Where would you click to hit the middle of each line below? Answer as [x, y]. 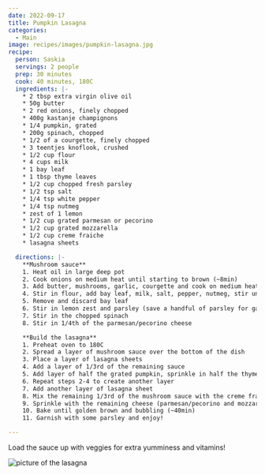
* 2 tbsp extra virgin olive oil [77, 96]
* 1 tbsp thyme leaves [60, 177]
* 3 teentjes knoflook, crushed [75, 148]
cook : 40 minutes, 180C [54, 81]
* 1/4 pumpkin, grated [60, 125]
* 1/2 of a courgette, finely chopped [86, 140]
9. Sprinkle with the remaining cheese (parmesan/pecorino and [129, 403]
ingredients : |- [42, 89]
